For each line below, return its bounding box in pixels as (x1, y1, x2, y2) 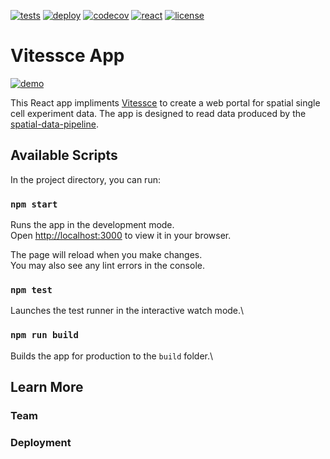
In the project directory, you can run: (10, 173, 161, 185)
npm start (10, 198, 58, 210)
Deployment (10, 435, 72, 449)
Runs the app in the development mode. (10, 219, 175, 231)
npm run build (10, 330, 79, 341)
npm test (10, 284, 53, 295)
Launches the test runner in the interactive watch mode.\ (10, 305, 245, 317)
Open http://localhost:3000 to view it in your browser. (10, 230, 232, 242)
